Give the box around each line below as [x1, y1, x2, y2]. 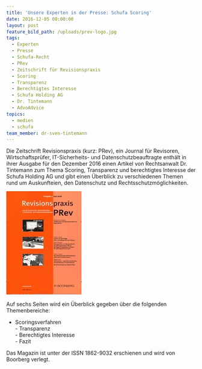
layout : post [6, 22, 39, 28]
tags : [6, 35, 20, 41]
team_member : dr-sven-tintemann [6, 130, 87, 136]
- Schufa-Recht [11, 54, 50, 60]
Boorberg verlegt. [6, 356, 50, 363]
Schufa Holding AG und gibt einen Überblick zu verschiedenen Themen [6, 173, 183, 180]
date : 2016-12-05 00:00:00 [6, 16, 74, 22]
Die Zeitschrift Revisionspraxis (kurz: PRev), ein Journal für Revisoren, [6, 147, 180, 154]
